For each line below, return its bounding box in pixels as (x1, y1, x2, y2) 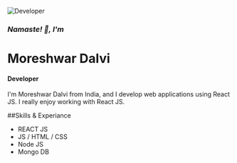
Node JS (17, 140, 44, 149)
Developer (7, 74, 39, 83)
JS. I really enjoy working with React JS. (7, 98, 125, 106)
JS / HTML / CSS (17, 133, 68, 141)
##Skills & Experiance (7, 111, 71, 120)
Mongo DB (17, 147, 50, 156)
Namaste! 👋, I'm (7, 24, 64, 34)
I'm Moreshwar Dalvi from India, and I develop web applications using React (7, 90, 230, 99)
